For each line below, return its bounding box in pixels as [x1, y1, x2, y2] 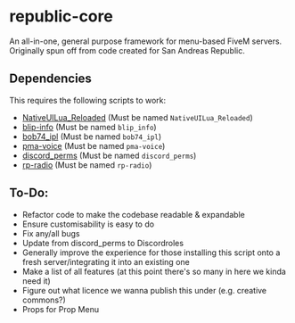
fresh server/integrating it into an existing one [21, 256, 190, 267]
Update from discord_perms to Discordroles [21, 237, 184, 248]
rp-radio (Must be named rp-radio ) [21, 159, 152, 170]
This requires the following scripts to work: [9, 95, 167, 105]
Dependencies [9, 71, 92, 87]
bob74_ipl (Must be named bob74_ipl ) [21, 131, 162, 142]
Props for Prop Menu [21, 303, 100, 314]
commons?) [21, 294, 67, 305]
